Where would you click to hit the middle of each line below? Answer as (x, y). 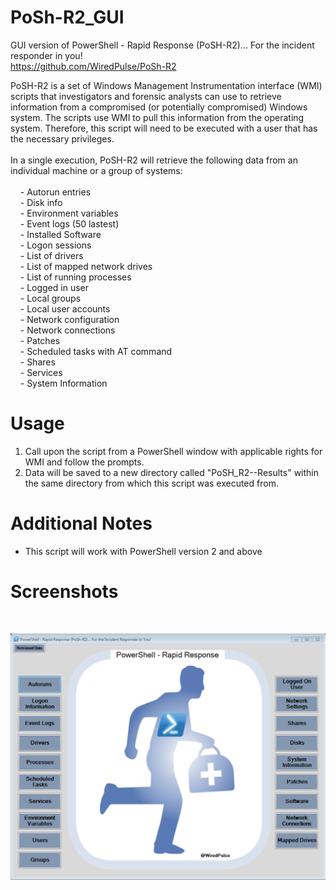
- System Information (63, 383)
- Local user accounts (65, 308)
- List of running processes (75, 277)
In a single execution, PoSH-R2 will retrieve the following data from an (154, 160)
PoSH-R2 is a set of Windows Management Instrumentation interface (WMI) (166, 85)
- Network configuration (69, 319)
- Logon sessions (55, 245)
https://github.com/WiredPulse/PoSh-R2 (93, 66)
